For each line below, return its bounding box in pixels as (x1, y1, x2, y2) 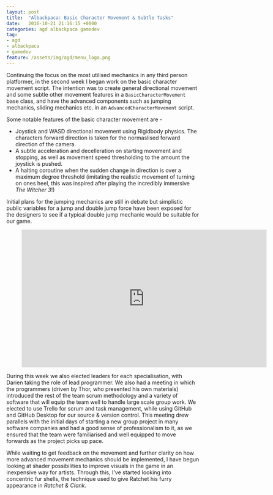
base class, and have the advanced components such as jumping (6, 97, 171, 105)
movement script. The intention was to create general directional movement (6, 84, 198, 92)
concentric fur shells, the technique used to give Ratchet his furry (6, 475, 172, 482)
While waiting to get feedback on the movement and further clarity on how (6, 449, 195, 456)
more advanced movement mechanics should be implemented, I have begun (6, 455, 200, 463)
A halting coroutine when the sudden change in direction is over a (15, 166, 182, 174)
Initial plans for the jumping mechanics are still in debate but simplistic (6, 198, 184, 205)
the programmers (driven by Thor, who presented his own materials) (6, 385, 179, 392)
